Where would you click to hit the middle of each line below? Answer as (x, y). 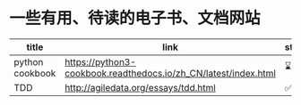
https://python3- (100, 61)
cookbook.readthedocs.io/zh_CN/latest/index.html (170, 73)
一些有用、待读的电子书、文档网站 (135, 18)
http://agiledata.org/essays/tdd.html (140, 87)
